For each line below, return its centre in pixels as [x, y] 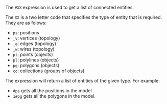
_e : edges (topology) [34, 44]
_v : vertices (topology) [36, 38]
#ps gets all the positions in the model [52, 91]
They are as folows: [26, 23]
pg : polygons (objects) [36, 65]
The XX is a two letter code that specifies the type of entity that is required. [84, 17]
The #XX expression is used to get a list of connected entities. [70, 7]
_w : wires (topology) [33, 49]
